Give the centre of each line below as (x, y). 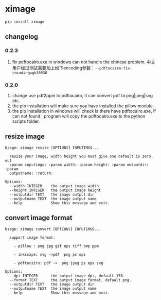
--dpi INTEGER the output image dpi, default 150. (67, 276)
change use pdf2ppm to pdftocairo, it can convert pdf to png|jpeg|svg (82, 95)
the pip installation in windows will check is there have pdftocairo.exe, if (84, 111)
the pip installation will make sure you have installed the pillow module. (83, 106)
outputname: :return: (31, 173)
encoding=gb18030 (30, 73)
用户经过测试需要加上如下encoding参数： (54, 68)
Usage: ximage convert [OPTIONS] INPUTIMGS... (53, 229)
